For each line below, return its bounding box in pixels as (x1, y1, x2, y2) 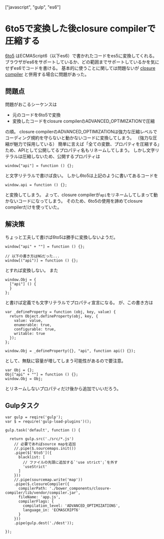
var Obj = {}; (5, 368, 35, 373)
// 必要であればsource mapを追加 (14, 442, 76, 447)
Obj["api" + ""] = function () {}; (5, 372, 79, 377)
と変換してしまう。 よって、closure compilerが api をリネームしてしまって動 (5, 192, 158, 198)
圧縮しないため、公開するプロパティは (22, 153, 100, 159)
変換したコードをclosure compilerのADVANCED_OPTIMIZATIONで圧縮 (12, 118, 155, 124)
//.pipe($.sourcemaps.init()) (14, 446, 77, 451)
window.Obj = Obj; (5, 376, 43, 381)
